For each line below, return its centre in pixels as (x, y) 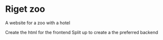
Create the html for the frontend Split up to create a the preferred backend (82, 32)
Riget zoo (25, 9)
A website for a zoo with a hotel (38, 23)
